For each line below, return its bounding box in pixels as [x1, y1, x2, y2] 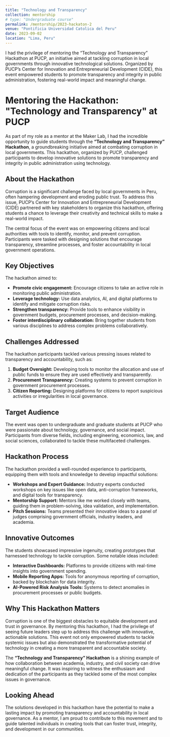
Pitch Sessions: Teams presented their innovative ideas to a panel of [12, 508, 157, 514]
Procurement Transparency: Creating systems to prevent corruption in [12, 377, 162, 383]
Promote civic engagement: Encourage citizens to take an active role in [12, 285, 164, 291]
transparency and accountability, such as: [5, 357, 93, 363]
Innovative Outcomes [5, 534, 75, 542]
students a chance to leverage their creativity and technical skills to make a [5, 210, 162, 216]
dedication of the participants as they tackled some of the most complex [5, 671, 157, 677]
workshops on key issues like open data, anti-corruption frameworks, [12, 486, 158, 492]
